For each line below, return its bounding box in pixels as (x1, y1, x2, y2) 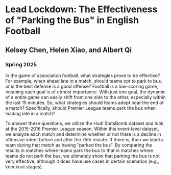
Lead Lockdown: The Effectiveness (5, 4, 158, 15)
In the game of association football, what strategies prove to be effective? (5, 72, 160, 79)
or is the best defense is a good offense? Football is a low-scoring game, (5, 83, 159, 89)
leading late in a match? (5, 110, 55, 116)
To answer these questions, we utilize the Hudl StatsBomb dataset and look (5, 120, 164, 126)
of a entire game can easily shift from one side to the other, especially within (5, 94, 166, 100)
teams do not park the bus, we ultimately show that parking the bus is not (5, 153, 160, 159)
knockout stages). (5, 163, 43, 169)
